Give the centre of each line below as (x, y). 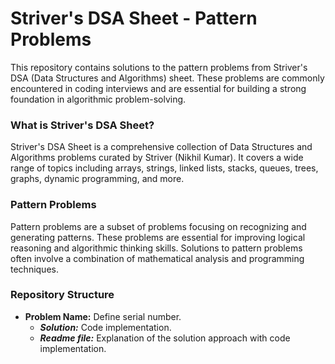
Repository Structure (62, 295)
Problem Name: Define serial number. (103, 316)
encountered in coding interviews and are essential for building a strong (158, 88)
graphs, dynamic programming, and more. (97, 179)
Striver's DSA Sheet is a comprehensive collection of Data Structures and (161, 147)
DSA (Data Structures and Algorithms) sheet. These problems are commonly (167, 78)
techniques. (34, 269)
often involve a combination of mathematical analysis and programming (157, 258)
